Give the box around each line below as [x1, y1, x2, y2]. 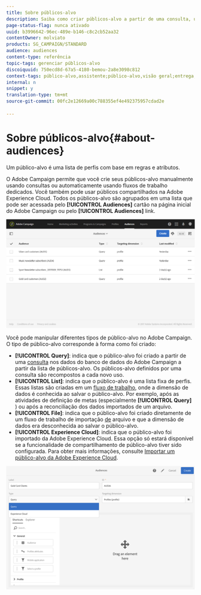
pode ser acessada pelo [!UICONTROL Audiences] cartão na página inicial [6, 201, 191, 208]
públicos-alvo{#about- [38, 131, 156, 145]
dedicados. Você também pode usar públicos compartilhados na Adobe [6, 188, 184, 195]
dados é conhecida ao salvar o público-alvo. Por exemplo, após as [14, 390, 179, 397]
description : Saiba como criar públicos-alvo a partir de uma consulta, [6, 16, 191, 22]
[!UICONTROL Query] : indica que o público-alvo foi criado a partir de [14, 351, 187, 359]
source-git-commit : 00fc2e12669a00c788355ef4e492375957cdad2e [6, 98, 165, 104]
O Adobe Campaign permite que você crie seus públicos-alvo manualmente [6, 175, 193, 182]
